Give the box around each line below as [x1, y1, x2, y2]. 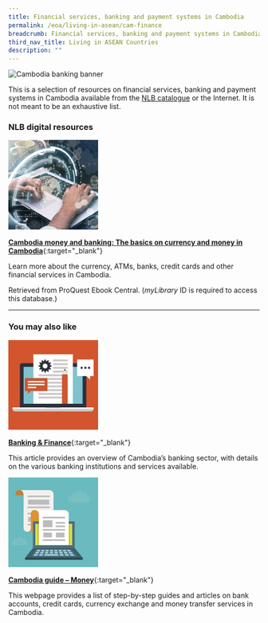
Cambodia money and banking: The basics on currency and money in [8, 237, 243, 247]
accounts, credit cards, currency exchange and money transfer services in [8, 598, 254, 609]
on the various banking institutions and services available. [8, 461, 199, 471]
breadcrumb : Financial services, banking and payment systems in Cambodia [8, 29, 262, 37]
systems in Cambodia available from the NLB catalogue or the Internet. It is [8, 93, 255, 103]
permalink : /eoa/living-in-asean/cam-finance [8, 21, 162, 29]
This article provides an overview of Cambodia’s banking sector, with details [8, 453, 258, 462]
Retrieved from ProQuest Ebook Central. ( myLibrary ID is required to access [8, 285, 258, 295]
